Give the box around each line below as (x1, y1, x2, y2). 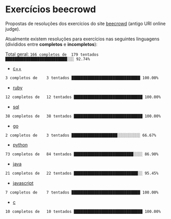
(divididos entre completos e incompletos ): (5, 41, 98, 47)
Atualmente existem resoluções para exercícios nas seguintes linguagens (5, 36, 160, 42)
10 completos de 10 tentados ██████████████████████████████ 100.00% (5, 209, 161, 214)
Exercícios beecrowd (5, 4, 96, 15)
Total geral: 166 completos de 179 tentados (5, 51, 99, 57)
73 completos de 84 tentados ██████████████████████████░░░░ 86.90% (5, 152, 159, 157)
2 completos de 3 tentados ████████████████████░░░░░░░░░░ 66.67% (5, 133, 157, 138)
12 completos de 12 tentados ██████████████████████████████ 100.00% (5, 94, 161, 100)
